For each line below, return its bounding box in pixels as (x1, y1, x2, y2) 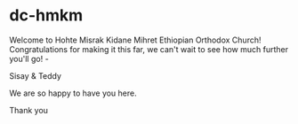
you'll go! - (9, 53, 49, 64)
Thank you (9, 105, 49, 115)
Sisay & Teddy (9, 70, 62, 81)
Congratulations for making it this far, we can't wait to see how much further (9, 43, 289, 54)
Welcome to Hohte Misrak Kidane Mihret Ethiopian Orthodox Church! (9, 35, 262, 45)
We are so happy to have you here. (9, 88, 138, 98)
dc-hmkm (9, 5, 84, 26)
